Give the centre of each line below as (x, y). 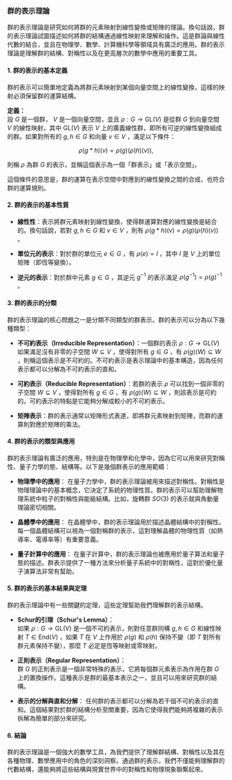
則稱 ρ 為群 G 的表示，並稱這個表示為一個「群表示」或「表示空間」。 (104, 165)
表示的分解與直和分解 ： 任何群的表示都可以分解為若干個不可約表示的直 (118, 700)
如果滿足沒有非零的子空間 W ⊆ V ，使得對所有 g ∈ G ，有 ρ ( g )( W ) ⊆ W (119, 351)
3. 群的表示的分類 (32, 303)
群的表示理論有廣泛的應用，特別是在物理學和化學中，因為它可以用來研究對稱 (116, 458)
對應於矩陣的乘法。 (57, 424)
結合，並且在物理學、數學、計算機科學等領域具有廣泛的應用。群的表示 (125, 45)
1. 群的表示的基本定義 (37, 70)
